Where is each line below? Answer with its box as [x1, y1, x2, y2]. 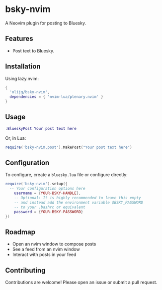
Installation [5, 62, 41, 71]
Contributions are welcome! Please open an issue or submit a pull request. [5, 280, 158, 286]
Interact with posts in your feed [12, 252, 77, 258]
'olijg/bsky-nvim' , [9, 90, 50, 95]
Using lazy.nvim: [5, 75, 39, 81]
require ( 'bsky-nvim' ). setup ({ [5, 181, 68, 187]
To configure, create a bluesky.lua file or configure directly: [5, 172, 128, 178]
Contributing [5, 266, 46, 275]
